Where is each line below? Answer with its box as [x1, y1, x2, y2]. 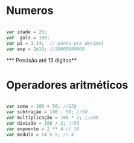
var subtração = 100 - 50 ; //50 [6, 109, 88, 115]
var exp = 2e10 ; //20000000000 [6, 46, 85, 52]
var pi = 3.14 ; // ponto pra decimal [6, 40, 104, 46]
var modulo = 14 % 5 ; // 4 [6, 131, 74, 138]
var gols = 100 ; [6, 35, 50, 41]
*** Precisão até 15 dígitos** [6, 57, 77, 64]
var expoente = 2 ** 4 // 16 [6, 125, 80, 132]
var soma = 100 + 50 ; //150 [6, 104, 77, 110]
